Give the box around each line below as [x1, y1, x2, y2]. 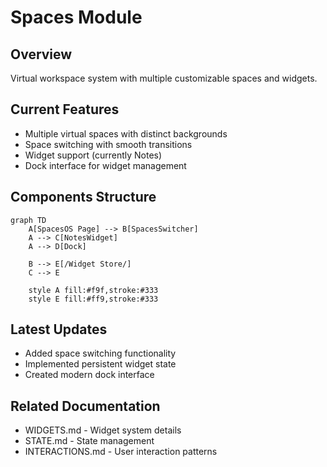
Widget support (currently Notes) [24, 149, 163, 161]
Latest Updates [10, 321, 108, 338]
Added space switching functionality [24, 347, 177, 360]
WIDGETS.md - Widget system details [24, 424, 182, 436]
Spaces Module [10, 6, 143, 29]
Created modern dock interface [24, 369, 155, 381]
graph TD [10, 215, 47, 225]
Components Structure [10, 189, 157, 206]
